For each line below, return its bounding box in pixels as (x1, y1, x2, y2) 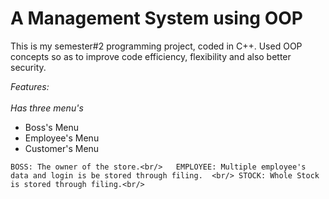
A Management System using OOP (10, 7, 303, 30)
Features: (10, 80, 50, 92)
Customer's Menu (24, 142, 100, 154)
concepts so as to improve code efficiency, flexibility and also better (10, 50, 292, 62)
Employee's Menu (24, 132, 100, 144)
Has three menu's (10, 102, 84, 114)
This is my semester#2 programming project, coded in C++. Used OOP (10, 40, 303, 52)
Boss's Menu (24, 121, 80, 133)
